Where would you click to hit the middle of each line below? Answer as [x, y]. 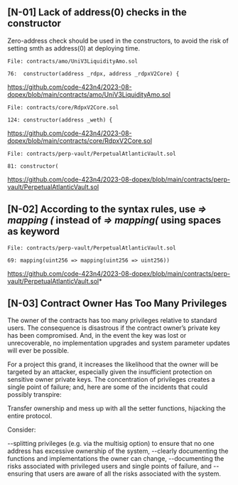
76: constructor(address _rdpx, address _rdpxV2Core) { [93, 74]
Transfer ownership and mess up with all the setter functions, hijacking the [117, 408]
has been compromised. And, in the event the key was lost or [97, 336]
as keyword [34, 231]
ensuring [20, 474]
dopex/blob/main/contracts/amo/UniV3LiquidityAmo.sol [89, 94]
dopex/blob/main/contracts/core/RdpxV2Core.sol [80, 140]
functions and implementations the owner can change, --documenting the [116, 459]
